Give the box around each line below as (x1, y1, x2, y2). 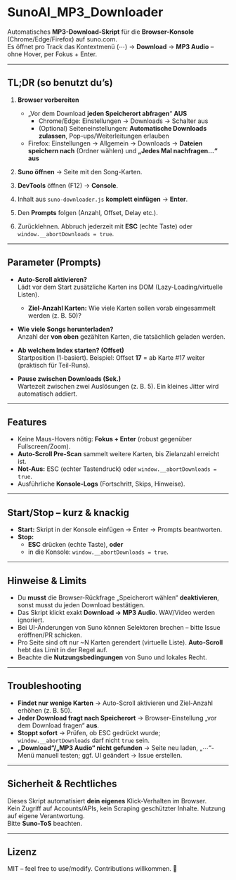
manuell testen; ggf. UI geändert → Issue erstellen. (36, 751, 183, 759)
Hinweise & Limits (7, 574, 87, 587)
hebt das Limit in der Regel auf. (17, 646, 107, 654)
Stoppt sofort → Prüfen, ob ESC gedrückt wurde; (17, 728, 161, 737)
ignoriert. (17, 616, 44, 624)
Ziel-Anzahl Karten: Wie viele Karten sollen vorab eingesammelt (27, 304, 216, 312)
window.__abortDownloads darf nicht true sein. (17, 736, 150, 744)
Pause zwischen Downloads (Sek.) (17, 374, 122, 383)
